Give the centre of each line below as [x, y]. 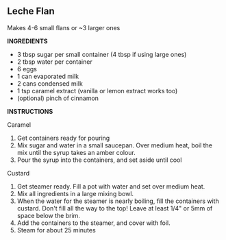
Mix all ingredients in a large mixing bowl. [75, 193]
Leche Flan [31, 11]
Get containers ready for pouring [63, 138]
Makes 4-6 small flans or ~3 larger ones [64, 27]
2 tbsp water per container [54, 62]
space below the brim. [49, 215]
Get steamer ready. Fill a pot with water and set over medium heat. [111, 186]
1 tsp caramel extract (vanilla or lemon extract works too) [97, 91]
